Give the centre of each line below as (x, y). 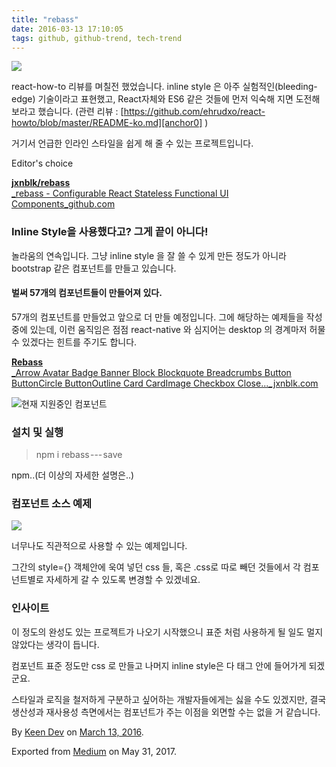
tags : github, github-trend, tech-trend (97, 38)
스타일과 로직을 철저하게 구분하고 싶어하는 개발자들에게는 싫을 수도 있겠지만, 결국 (169, 699)
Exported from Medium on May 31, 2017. (94, 751)
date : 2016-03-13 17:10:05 (67, 29)
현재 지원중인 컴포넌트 (64, 403)
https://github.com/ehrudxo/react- (194, 112)
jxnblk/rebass (41, 183)
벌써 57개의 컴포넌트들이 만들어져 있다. (87, 293)
